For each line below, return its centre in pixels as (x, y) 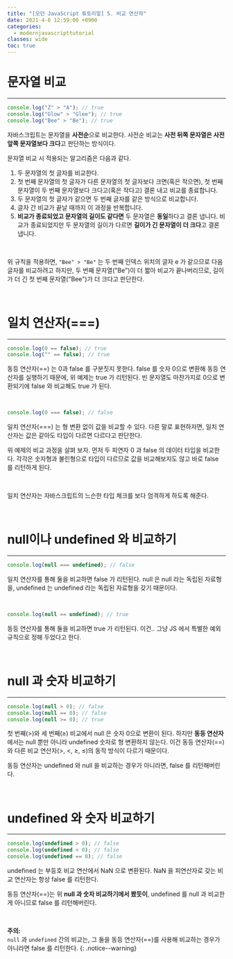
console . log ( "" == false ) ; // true (59, 355)
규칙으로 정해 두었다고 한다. (44, 637)
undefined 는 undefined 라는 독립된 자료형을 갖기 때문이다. (97, 588)
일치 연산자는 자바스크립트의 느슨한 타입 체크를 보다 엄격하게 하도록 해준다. (108, 495)
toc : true (21, 46)
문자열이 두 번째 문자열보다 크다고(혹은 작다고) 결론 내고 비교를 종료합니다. (118, 190)
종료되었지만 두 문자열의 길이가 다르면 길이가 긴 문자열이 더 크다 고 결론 (125, 225)
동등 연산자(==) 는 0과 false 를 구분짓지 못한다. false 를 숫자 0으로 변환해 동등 (113, 369)
